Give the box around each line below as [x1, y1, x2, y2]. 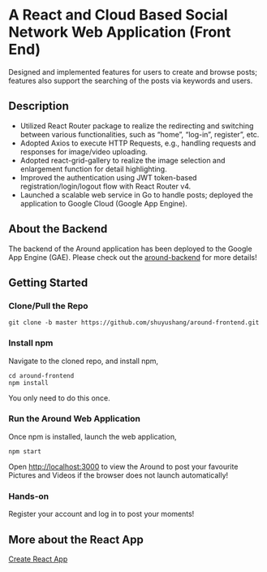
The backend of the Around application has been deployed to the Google [8, 244, 253, 253]
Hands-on [8, 490, 50, 501]
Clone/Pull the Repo [8, 300, 88, 311]
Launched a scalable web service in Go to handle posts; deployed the [19, 189, 253, 200]
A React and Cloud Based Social [8, 6, 229, 24]
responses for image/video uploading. [19, 146, 148, 156]
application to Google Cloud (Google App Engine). [19, 198, 188, 208]
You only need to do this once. [8, 392, 111, 403]
